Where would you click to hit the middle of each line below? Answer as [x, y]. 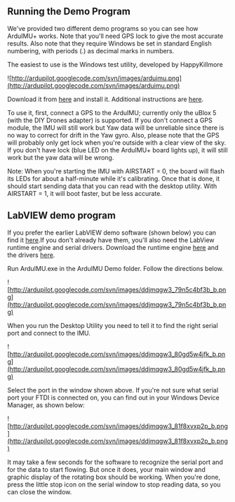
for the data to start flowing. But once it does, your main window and [106, 469]
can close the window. [40, 491]
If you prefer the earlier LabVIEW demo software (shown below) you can [112, 232]
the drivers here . [31, 255]
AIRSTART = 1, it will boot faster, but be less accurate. [85, 193]
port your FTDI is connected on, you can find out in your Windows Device [113, 397]
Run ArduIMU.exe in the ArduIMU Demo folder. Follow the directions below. [116, 268]
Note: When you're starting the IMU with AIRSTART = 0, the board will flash [116, 171]
